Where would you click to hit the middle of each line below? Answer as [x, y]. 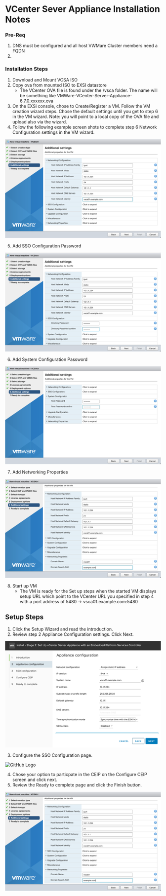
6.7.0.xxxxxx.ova [36, 101]
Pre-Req [15, 35]
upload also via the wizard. [40, 121]
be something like [38, 95]
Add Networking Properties [40, 472]
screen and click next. [35, 780]
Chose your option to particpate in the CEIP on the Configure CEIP [80, 775]
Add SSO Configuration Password [47, 246]
